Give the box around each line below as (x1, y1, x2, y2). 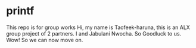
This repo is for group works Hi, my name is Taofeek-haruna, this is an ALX (6, 24, 191, 31)
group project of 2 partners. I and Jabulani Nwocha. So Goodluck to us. (6, 30, 182, 37)
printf (6, 4, 35, 18)
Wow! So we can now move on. (6, 36, 83, 43)
